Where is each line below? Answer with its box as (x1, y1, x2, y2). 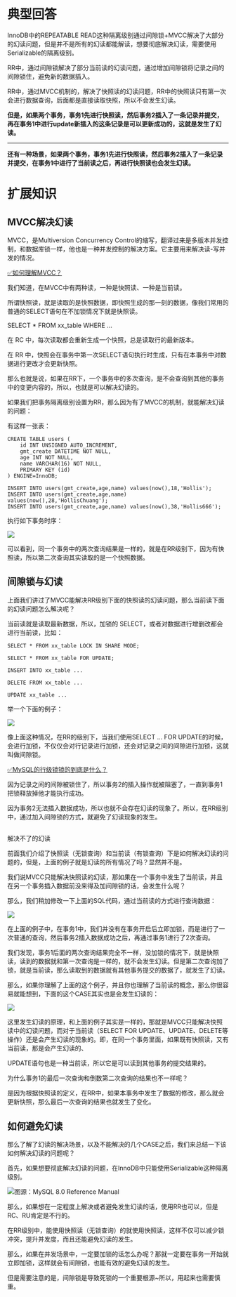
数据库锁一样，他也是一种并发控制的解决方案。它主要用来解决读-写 (25, 244, 220, 253)
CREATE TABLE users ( (7, 435, 71, 442)
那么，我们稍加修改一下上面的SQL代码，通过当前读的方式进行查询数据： (7, 897, 216, 905)
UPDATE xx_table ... (7, 691, 68, 699)
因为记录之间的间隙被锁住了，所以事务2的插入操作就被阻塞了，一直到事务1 (7, 780, 223, 789)
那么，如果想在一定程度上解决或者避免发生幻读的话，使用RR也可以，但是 (7, 1202, 219, 1211)
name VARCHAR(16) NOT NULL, (20, 460, 102, 467)
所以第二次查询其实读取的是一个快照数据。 (25, 553, 149, 562)
